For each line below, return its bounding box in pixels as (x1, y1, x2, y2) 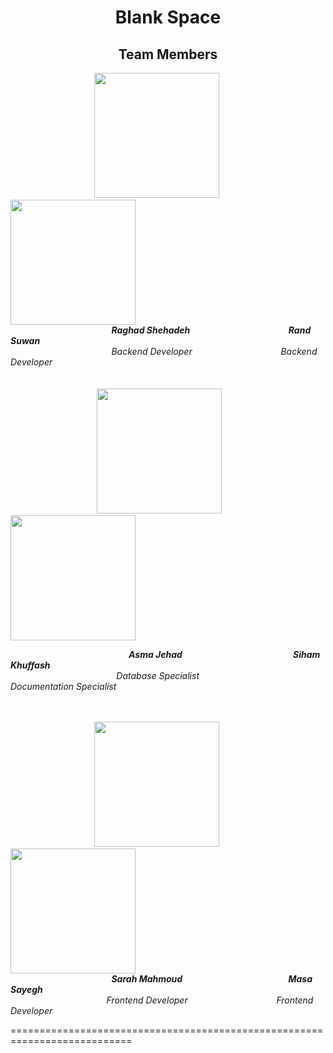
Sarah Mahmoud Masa (111, 973, 313, 985)
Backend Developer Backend (111, 346, 318, 357)
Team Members (118, 46, 218, 63)
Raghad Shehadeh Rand (111, 324, 312, 336)
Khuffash (10, 659, 51, 671)
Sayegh (10, 984, 43, 995)
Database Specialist (116, 670, 200, 681)
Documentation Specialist (10, 681, 117, 692)
